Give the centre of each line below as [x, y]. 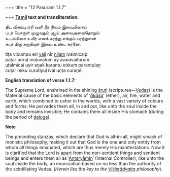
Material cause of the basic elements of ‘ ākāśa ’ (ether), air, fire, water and [83, 95]
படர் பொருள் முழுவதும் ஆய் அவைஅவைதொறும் [53, 33]
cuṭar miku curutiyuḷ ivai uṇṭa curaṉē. [44, 70]
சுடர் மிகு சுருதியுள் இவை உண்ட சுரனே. [43, 44]
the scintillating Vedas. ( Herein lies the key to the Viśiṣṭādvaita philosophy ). [84, 169]
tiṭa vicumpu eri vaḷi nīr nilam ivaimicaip [46, 54]
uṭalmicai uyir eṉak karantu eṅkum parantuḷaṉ [53, 65]
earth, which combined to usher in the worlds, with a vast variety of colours [84, 101]
